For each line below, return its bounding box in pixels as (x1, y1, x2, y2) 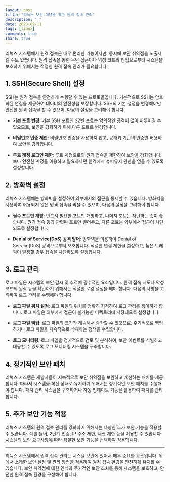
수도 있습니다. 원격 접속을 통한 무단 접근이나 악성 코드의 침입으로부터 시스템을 (10, 56, 163, 63)
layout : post (5, 7, 33, 13)
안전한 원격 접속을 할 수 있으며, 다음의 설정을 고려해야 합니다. (5, 106, 125, 112)
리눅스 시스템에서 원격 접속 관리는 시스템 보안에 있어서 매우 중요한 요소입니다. (5, 452, 158, 458)
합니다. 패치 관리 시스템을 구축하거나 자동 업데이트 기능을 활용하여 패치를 (10, 387, 154, 393)
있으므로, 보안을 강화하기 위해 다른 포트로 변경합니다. (12, 124, 117, 130)
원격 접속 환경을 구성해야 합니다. (14, 471, 78, 477)
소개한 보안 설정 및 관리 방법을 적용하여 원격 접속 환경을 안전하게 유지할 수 (14, 459, 160, 465)
